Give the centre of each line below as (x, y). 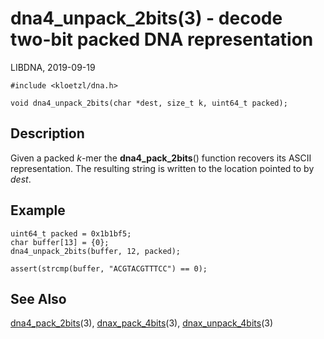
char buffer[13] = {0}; (60, 242)
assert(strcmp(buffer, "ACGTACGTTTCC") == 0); (109, 268)
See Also (38, 298)
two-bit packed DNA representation (162, 39)
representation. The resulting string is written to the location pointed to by (162, 168)
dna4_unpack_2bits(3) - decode (146, 18)
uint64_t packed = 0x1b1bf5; (71, 233)
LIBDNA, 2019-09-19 (53, 67)
